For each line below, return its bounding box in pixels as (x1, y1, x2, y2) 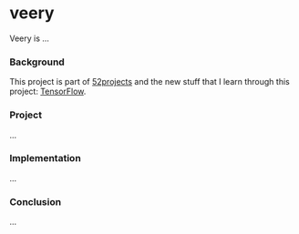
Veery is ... (9, 33, 50, 44)
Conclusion (9, 195, 62, 208)
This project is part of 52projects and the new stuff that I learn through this (9, 76, 290, 87)
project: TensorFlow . (9, 86, 87, 97)
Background (9, 56, 66, 68)
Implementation (9, 152, 82, 165)
